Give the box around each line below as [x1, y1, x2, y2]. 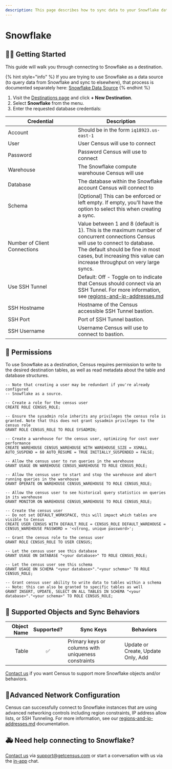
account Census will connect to [78, 184, 154, 191]
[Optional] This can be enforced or [78, 192, 161, 199]
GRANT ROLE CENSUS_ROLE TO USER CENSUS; [5, 540, 93, 545]
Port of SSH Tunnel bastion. [78, 315, 144, 323]
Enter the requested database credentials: [12, 105, 101, 111]
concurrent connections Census [78, 233, 155, 240]
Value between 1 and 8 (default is [78, 220, 160, 227]
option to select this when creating [78, 205, 161, 212]
